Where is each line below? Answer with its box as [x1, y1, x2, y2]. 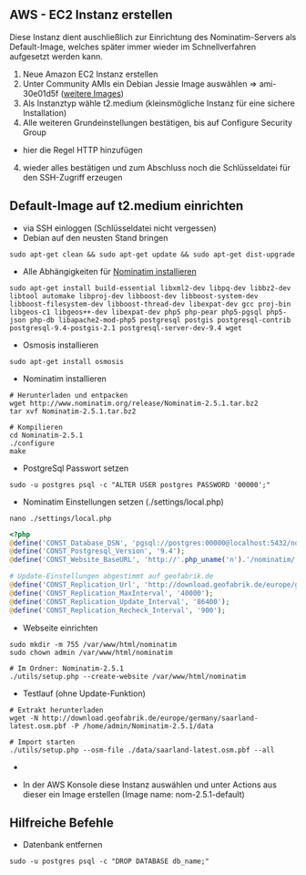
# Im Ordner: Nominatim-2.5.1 [9, 663, 125, 673]
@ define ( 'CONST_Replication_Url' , [9, 580, 141, 589]
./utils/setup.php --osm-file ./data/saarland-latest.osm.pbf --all [9, 745, 275, 755]
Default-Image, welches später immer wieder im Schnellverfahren [9, 41, 257, 52]
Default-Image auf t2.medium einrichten [9, 198, 244, 214]
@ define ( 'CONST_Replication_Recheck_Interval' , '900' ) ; [9, 606, 226, 615]
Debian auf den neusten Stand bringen [22, 232, 168, 243]
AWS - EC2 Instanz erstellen [9, 7, 173, 23]
